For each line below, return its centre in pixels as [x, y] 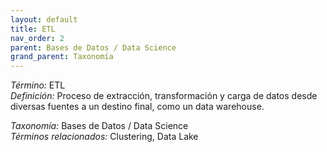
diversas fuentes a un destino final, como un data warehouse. [137, 107]
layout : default [44, 19]
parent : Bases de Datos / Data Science [93, 47]
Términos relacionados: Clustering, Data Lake [104, 137]
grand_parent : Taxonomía [62, 57]
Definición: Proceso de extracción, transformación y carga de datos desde [164, 96]
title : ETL [33, 29]
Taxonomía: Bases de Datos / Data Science [99, 126]
